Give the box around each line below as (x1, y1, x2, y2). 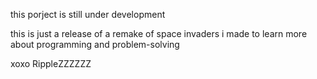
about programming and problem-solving (10, 39, 180, 50)
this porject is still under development (10, 9, 166, 20)
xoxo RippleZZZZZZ (10, 58, 92, 69)
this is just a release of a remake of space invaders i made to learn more (10, 28, 308, 39)
